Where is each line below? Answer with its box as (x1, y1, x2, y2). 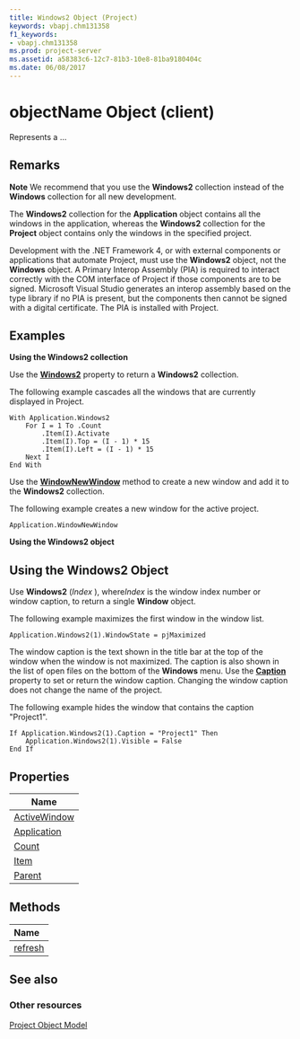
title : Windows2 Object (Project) (9, 13, 139, 22)
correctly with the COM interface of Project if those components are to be (9, 273, 282, 284)
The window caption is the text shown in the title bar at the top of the (9, 647, 264, 657)
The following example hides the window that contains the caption (9, 702, 254, 713)
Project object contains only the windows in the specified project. (9, 227, 253, 238)
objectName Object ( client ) (9, 102, 215, 122)
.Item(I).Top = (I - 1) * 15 (41, 437, 150, 446)
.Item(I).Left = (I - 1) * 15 (41, 445, 154, 454)
